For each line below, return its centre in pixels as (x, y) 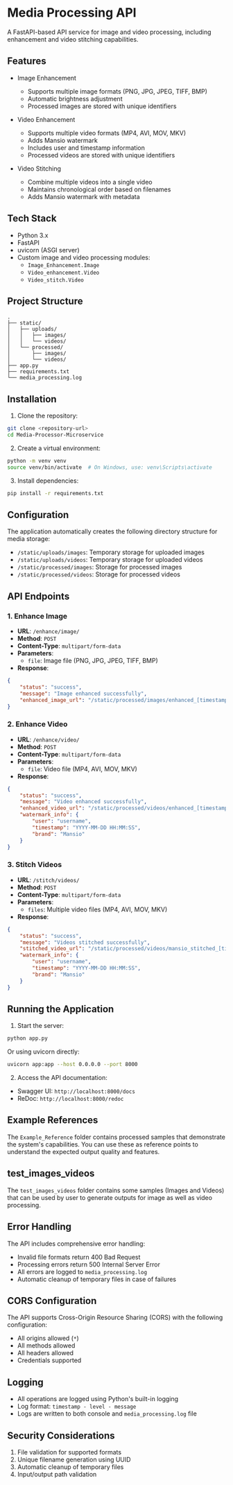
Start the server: (41, 1026)
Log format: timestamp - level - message (77, 1407)
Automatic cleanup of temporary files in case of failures (97, 1279)
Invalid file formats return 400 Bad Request (79, 1257)
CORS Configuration (52, 1301)
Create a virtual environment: (59, 448)
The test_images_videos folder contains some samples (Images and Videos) (116, 1190)
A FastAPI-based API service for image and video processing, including (109, 32)
